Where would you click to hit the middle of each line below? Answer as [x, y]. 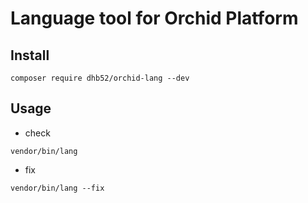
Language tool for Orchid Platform [154, 18]
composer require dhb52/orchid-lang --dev [100, 78]
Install [30, 55]
